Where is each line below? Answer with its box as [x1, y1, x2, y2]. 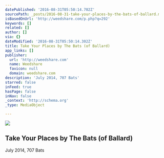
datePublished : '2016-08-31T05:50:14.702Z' [5, 7, 95, 12]
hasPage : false [5, 89, 36, 94]
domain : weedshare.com [9, 71, 56, 76]
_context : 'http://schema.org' [5, 98, 69, 103]
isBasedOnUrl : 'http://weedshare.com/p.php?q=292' [5, 16, 110, 21]
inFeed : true [5, 84, 32, 90]
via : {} [5, 35, 21, 40]
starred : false [5, 80, 36, 85]
